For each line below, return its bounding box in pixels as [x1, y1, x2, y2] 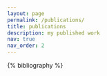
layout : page [7, 10, 45, 17]
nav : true [7, 36, 36, 43]
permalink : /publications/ [7, 17, 85, 23]
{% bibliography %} [7, 61, 64, 69]
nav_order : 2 [7, 42, 45, 49]
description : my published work [7, 29, 100, 37]
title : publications [7, 23, 67, 30]
